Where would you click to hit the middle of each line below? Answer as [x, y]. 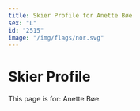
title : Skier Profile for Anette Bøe [70, 15]
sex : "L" [23, 23]
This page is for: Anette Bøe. [55, 99]
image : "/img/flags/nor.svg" [56, 38]
